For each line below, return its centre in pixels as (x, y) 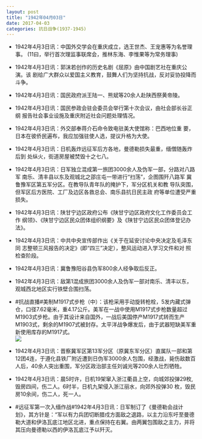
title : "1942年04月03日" (36, 18)
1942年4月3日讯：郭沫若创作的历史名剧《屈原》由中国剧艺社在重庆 (98, 67)
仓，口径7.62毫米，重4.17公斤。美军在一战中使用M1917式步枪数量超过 (101, 309)
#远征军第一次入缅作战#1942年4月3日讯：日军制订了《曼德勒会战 (96, 407)
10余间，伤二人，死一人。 (52, 394)
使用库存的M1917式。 (47, 332)
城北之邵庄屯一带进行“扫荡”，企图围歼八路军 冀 (133, 177)
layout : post (23, 12)
